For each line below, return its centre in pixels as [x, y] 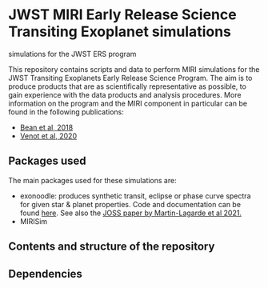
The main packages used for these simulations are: [93, 180]
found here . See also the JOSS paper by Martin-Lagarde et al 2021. [131, 213]
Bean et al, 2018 [46, 127]
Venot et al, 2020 [48, 136]
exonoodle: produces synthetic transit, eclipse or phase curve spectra [135, 196]
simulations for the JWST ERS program [72, 54]
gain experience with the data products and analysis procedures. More [125, 94]
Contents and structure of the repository [112, 247]
